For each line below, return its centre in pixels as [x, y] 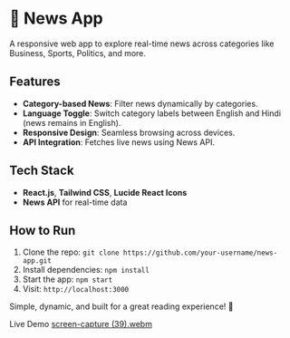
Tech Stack [42, 171]
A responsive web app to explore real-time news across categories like [142, 43]
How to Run [43, 230]
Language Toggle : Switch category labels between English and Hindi [152, 113]
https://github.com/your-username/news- [200, 253]
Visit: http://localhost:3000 [76, 289]
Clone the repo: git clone [71, 252]
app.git [37, 261]
